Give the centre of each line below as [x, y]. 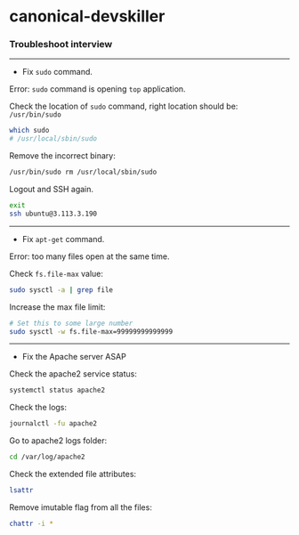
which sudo [29, 131]
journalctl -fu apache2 [53, 424]
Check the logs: [38, 408]
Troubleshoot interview [61, 45]
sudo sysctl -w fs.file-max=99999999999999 [91, 331]
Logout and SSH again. [52, 190]
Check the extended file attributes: [73, 474]
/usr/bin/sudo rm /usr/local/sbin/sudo [83, 172]
